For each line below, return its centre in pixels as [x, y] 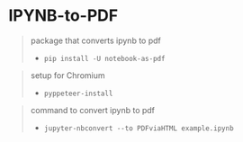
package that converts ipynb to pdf [95, 40]
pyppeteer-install [78, 93]
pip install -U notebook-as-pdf [104, 58]
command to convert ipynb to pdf [92, 110]
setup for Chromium [67, 75]
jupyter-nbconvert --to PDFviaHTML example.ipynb [139, 128]
